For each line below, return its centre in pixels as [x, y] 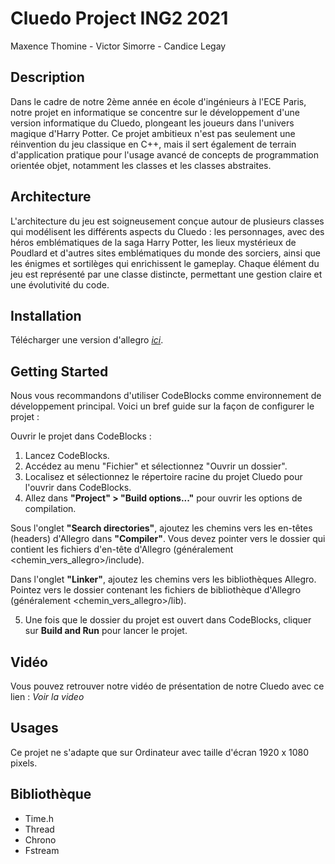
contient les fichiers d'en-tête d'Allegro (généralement [122, 549]
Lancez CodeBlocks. [67, 456]
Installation [46, 315]
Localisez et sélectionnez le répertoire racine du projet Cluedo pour [163, 477]
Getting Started [59, 371]
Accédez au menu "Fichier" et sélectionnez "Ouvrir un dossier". [156, 466]
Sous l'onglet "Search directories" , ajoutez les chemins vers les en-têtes [161, 528]
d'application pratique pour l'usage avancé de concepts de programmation [164, 154]
